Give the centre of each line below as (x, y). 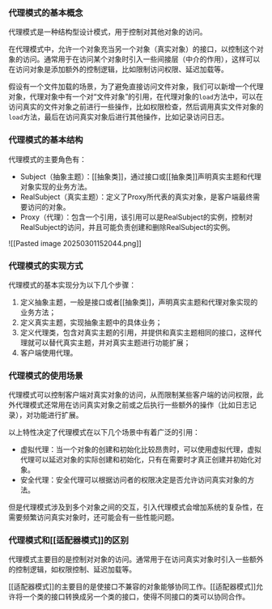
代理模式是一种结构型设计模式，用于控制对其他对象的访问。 (108, 32)
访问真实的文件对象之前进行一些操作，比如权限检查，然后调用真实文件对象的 (136, 107)
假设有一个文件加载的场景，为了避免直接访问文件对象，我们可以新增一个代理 (136, 87)
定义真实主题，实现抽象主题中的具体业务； (91, 322)
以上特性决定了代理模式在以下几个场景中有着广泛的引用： (104, 432)
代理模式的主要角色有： (47, 159)
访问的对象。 (49, 207)
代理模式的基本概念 (46, 12)
